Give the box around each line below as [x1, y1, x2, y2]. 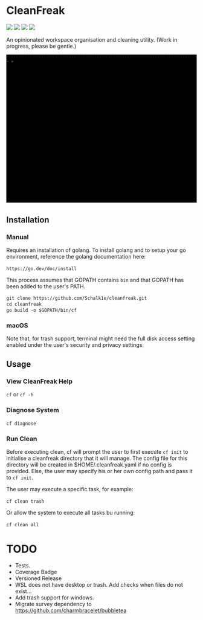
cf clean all [6, 522, 39, 528]
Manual [6, 233, 29, 241]
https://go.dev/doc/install [6, 265, 77, 272]
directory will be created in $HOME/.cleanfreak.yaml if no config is [6, 461, 172, 468]
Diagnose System [6, 405, 59, 414]
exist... [14, 587, 32, 595]
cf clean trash [6, 499, 45, 505]
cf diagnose [6, 421, 36, 427]
